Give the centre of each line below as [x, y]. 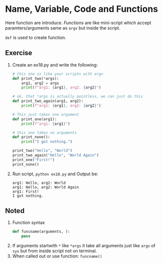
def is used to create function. [36, 37]
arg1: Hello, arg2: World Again [45, 187]
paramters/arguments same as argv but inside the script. [63, 28]
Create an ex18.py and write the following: [55, 65]
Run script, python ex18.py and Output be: [55, 174]
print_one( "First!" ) [33, 160]
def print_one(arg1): [34, 119]
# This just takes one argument [45, 114]
